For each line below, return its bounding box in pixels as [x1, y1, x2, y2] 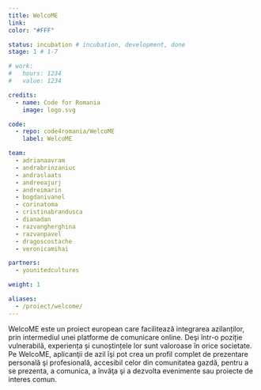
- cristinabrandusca [15, 208, 83, 216]
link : [8, 19, 26, 27]
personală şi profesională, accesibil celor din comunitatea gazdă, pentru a [8, 358, 249, 367]
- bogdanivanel [15, 193, 66, 202]
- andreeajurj [15, 179, 62, 187]
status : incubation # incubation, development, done [8, 40, 186, 48]
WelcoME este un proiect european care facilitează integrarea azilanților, [8, 324, 245, 333]
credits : [8, 91, 37, 99]
